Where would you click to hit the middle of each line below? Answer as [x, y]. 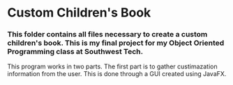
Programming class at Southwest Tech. [75, 52]
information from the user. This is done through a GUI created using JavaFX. [117, 74]
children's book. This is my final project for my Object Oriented [116, 43]
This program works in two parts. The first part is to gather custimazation [112, 66]
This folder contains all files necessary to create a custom [107, 35]
